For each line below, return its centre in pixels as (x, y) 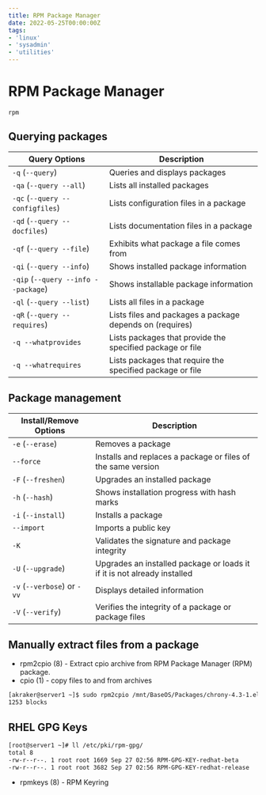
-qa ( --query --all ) (49, 185)
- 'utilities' (32, 52)
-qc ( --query (35, 198)
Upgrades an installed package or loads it (173, 563)
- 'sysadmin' (30, 45)
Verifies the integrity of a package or (163, 607)
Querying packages (58, 136)
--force (27, 461)
